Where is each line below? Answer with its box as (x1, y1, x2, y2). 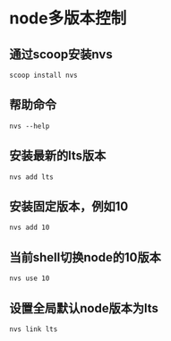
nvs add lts (9, 172, 54, 182)
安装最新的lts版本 (9, 149, 107, 164)
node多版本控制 (9, 8, 127, 29)
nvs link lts (9, 325, 58, 334)
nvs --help (9, 122, 50, 131)
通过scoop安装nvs (9, 47, 114, 62)
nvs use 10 (9, 274, 50, 283)
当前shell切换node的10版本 (9, 250, 161, 265)
